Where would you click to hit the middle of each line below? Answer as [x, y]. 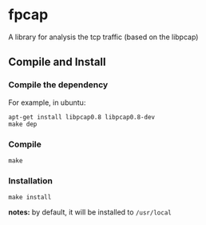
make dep [23, 124]
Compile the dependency [58, 85]
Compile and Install [57, 62]
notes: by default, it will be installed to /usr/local [90, 212]
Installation [31, 180]
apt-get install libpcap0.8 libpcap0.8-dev [82, 117]
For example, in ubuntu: [47, 102]
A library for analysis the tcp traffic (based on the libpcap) [103, 37]
